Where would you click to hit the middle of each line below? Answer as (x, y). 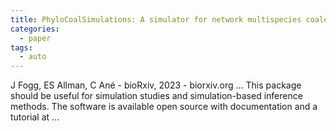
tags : (21, 47)
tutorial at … (35, 117)
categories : (35, 29)
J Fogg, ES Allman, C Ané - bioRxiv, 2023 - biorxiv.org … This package (156, 85)
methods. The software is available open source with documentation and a (164, 107)
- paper (35, 38)
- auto (33, 57)
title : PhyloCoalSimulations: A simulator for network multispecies (156, 19)
